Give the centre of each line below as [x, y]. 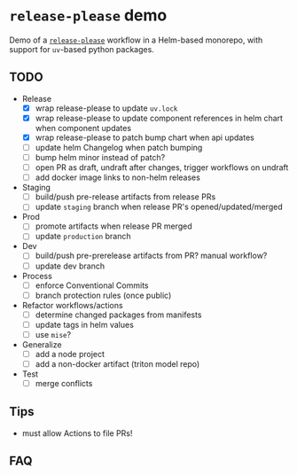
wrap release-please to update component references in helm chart [159, 118]
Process [37, 276]
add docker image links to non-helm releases [118, 177]
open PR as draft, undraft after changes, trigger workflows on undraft [162, 167]
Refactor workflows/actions [72, 305]
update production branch [83, 237]
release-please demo [88, 16]
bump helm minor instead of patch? [100, 157]
